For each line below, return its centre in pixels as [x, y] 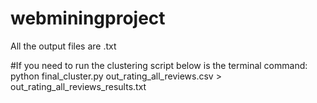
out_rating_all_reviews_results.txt [78, 86]
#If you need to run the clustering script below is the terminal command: [159, 65]
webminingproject [88, 18]
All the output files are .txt [63, 46]
